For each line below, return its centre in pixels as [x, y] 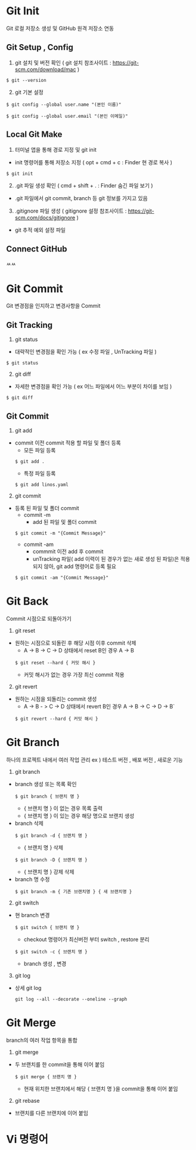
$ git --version [26, 80]
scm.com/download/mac [45, 69]
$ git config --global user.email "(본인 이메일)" [67, 116]
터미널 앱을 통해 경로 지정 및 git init [56, 149]
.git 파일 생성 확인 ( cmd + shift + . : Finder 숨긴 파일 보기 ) [84, 185]
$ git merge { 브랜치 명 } [46, 1077]
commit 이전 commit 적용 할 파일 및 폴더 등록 [68, 443]
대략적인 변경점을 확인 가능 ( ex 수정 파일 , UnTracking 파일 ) [85, 352]
